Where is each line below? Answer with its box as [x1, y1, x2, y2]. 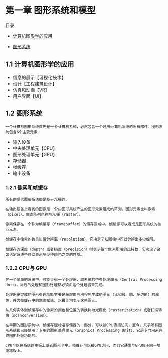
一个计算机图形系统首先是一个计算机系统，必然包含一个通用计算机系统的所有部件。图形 [5, 124, 159, 129]
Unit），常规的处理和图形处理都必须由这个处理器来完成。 [5, 283, 106, 288]
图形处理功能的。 [9, 333, 39, 338]
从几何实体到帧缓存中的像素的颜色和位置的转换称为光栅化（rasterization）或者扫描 [5, 308, 159, 313]
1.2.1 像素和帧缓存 [5, 184, 48, 191]
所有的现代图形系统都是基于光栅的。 [5, 197, 70, 202]
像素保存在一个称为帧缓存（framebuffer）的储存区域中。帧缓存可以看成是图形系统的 [5, 221, 158, 227]
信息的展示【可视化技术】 [12, 74, 66, 80]
